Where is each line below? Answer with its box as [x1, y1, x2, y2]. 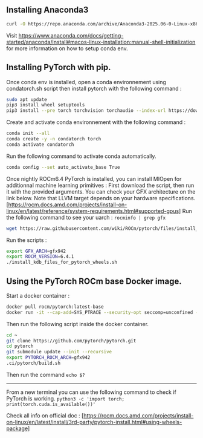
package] [6, 425, 30, 432]
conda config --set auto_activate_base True [6, 164, 120, 170]
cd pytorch [6, 343, 34, 350]
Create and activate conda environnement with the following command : [6, 119, 186, 126]
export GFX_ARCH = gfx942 [6, 248, 66, 254]
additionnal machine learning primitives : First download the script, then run [6, 181, 195, 189]
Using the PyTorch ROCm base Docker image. [6, 276, 182, 286]
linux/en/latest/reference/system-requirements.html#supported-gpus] [6, 207, 181, 214]
